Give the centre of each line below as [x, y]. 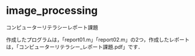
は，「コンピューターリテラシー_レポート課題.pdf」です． [74, 47]
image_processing [52, 11]
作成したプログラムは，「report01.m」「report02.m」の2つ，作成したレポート [98, 39]
